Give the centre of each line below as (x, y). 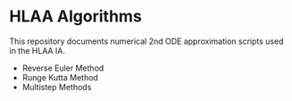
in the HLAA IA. (37, 50)
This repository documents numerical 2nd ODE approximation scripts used (146, 41)
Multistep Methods (57, 87)
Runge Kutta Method (60, 77)
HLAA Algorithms (76, 17)
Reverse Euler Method (63, 68)
